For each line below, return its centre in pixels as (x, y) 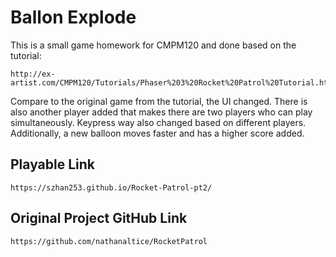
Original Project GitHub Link (99, 218)
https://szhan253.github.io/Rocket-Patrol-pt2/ (111, 187)
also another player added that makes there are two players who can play (161, 112)
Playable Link (52, 164)
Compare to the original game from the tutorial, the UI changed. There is (159, 101)
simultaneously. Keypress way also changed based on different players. (158, 122)
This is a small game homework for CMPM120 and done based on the (153, 45)
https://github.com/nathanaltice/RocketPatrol (109, 241)
